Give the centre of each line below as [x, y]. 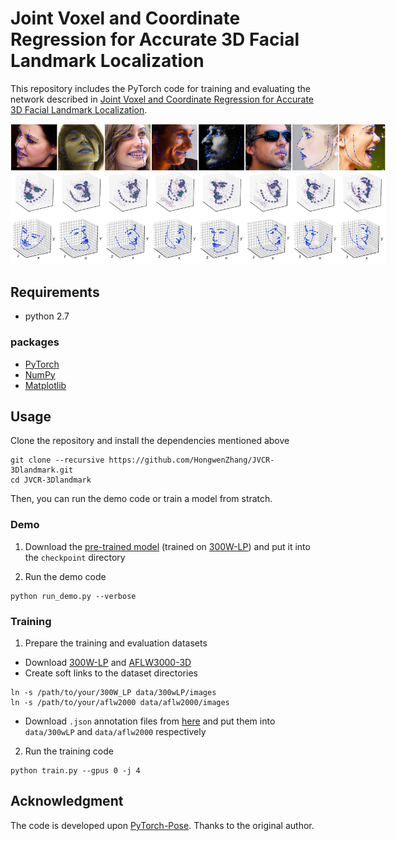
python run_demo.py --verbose [73, 596]
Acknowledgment [67, 801]
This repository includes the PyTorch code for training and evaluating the [160, 88]
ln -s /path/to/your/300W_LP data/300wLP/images [113, 693]
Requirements [55, 292]
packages [35, 342]
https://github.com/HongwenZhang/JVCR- [191, 460]
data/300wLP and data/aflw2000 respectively [115, 732]
